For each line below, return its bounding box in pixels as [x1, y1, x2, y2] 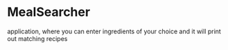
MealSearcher [7, 4, 91, 20]
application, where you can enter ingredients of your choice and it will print [7, 27, 222, 35]
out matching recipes [7, 34, 68, 42]
